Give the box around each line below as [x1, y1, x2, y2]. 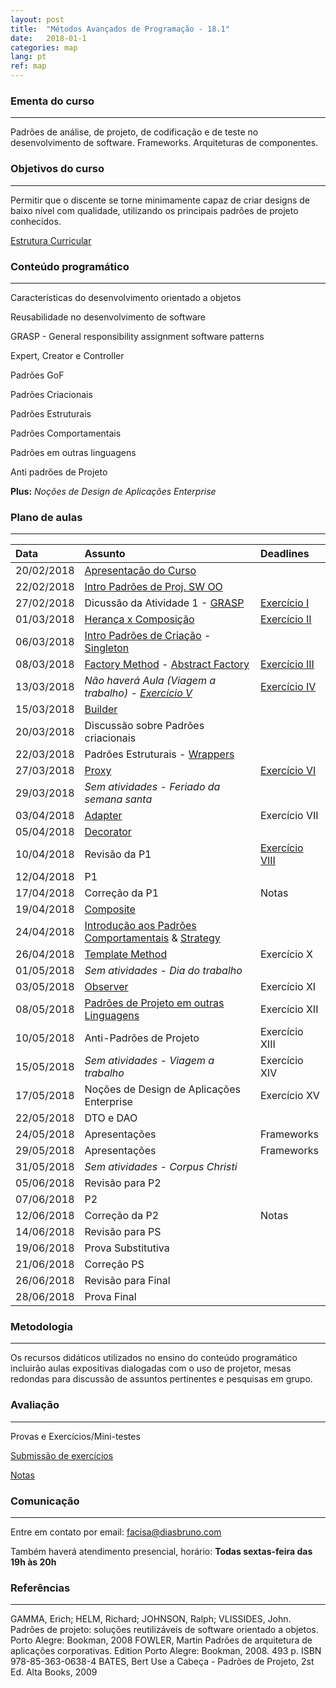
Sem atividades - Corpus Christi [84, 1160, 238, 1174]
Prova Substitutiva [84, 1241, 170, 1255]
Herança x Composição [84, 612, 195, 626]
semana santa [84, 792, 153, 806]
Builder [84, 702, 118, 716]
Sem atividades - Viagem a [84, 1054, 215, 1068]
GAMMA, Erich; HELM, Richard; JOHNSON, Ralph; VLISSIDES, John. [10, 1613, 292, 1625]
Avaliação [10, 1398, 60, 1412]
